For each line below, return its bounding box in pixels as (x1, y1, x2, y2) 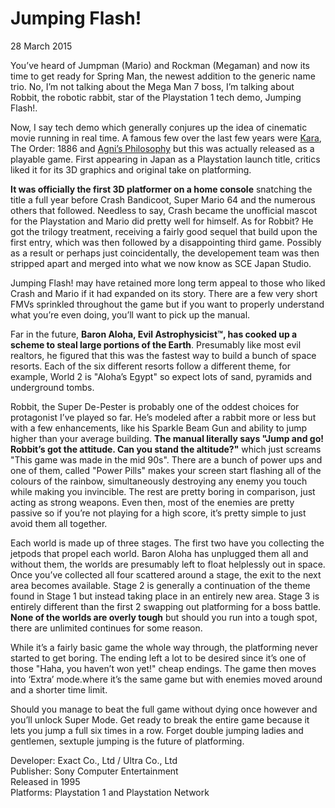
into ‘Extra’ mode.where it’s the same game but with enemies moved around (10, 673, 323, 685)
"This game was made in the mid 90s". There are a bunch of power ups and (10, 453, 323, 466)
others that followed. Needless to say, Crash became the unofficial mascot (10, 204, 318, 216)
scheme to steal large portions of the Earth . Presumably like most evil (10, 338, 302, 351)
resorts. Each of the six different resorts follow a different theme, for (10, 360, 292, 372)
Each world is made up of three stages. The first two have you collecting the (10, 537, 325, 549)
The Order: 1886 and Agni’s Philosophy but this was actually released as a (10, 142, 315, 154)
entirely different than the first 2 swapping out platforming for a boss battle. (10, 600, 322, 612)
